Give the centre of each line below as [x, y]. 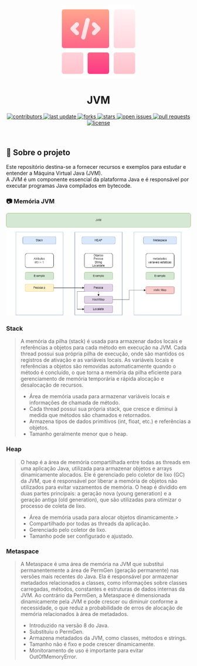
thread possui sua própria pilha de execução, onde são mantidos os [102, 354]
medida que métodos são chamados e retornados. [90, 415]
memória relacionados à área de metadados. [74, 614]
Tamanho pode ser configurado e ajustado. [81, 536]
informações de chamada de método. [74, 403]
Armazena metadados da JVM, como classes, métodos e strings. [108, 638]
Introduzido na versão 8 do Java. [69, 625]
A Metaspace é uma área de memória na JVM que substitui [92, 564]
